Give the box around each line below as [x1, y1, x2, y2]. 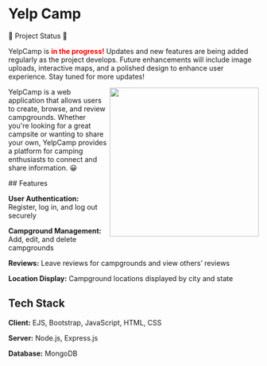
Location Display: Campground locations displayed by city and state [8, 273, 234, 283]
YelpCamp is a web [8, 87, 72, 96]
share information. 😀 [8, 163, 78, 172]
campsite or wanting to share [8, 129, 104, 139]
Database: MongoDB [8, 349, 78, 358]
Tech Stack [8, 297, 65, 310]
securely [8, 210, 37, 220]
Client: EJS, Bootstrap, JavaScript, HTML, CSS [8, 318, 162, 327]
